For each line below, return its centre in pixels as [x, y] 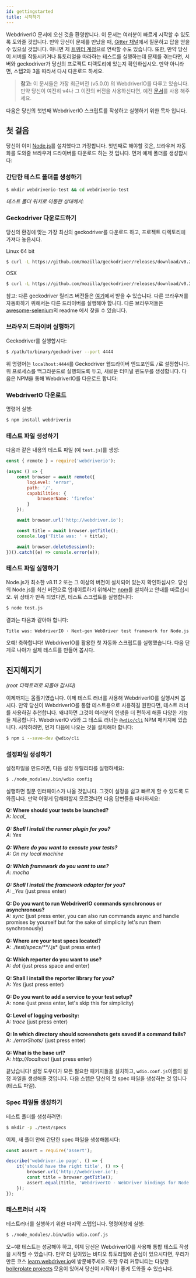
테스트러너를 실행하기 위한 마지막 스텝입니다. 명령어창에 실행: [75, 1224]
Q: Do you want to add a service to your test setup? [69, 997]
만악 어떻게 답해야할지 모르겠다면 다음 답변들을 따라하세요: [94, 799]
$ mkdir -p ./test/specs [36, 1128]
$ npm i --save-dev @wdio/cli [43, 738]
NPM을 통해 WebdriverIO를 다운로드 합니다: [67, 378]
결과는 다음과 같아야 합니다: [37, 620]
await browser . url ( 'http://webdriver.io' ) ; [70, 520]
